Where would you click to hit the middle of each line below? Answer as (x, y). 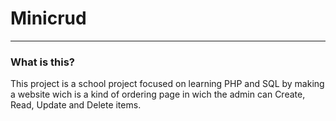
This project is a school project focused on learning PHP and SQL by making (167, 84)
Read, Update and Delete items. (76, 105)
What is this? (42, 62)
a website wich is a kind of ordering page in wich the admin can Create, (158, 94)
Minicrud (48, 18)
